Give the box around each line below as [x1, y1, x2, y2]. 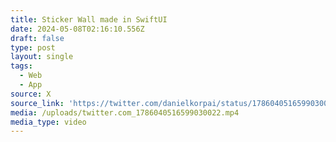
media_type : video [10, 117, 87, 127]
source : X [10, 89, 52, 99]
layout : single [10, 52, 74, 62]
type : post [10, 42, 56, 53]
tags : [10, 61, 33, 71]
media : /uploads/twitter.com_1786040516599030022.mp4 [10, 107, 240, 118]
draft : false [10, 33, 65, 43]
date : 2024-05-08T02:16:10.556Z [10, 24, 145, 34]
